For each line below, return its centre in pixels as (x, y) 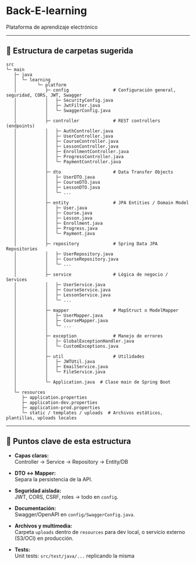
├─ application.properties (54, 397)
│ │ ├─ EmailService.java (61, 367)
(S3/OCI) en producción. (44, 538)
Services (17, 279)
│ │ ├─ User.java (50, 208)
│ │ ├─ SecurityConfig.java (64, 100)
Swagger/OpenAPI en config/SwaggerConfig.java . (75, 514)
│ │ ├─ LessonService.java (62, 295)
